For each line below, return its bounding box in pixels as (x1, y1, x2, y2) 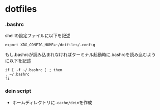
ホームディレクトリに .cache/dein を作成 (12, 99, 92, 105)
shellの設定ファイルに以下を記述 (5, 33, 71, 39)
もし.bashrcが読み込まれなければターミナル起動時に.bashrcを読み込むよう (5, 52, 156, 57)
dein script (5, 87, 31, 94)
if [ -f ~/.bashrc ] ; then (5, 68, 63, 73)
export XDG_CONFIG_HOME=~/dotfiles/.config (5, 43, 96, 48)
